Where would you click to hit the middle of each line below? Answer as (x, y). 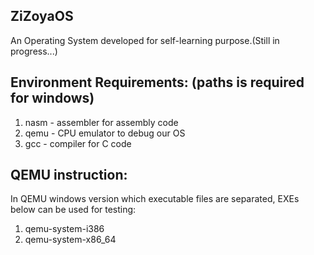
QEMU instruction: (69, 175)
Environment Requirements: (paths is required (157, 82)
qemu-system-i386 (64, 229)
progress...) (34, 51)
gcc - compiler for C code (78, 143)
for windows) (52, 98)
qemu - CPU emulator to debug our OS (105, 133)
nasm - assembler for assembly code (101, 122)
